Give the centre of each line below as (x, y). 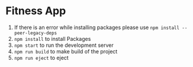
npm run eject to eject (41, 58)
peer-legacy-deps (36, 33)
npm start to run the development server (64, 45)
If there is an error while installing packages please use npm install (97, 27)
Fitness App (36, 11)
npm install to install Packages (52, 39)
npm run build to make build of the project (66, 51)
